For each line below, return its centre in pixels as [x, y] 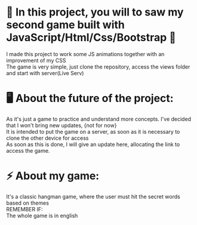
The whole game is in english [42, 215]
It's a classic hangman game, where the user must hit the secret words [93, 196]
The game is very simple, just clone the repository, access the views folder [98, 67]
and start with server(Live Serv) [45, 73]
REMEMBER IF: [24, 209]
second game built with [66, 25]
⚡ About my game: [53, 176]
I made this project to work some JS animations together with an [85, 54]
